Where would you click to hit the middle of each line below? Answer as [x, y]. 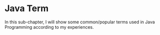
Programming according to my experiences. [49, 27]
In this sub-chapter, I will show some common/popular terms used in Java [80, 22]
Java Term [27, 9]
